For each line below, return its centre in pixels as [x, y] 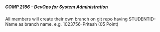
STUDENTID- [142, 19]
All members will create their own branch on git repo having [67, 19]
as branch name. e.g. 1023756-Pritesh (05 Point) [68, 24]
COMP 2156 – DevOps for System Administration [57, 7]
